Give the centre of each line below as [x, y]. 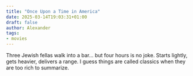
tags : [13, 33]
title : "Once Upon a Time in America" [53, 11]
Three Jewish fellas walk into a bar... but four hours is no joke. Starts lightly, [97, 55]
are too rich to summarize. [38, 68]
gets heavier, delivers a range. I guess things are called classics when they [96, 61]
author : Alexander [28, 28]
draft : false [22, 22]
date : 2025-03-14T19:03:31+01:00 [47, 17]
